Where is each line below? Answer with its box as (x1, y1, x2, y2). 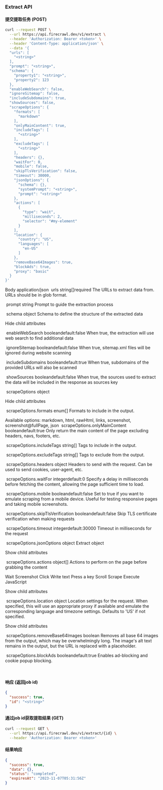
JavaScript (5, 579, 27, 585)
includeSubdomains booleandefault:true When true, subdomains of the (6, 359, 149, 366)
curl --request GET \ (5, 726, 49, 731)
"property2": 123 (14, 77, 49, 82)
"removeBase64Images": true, (14, 260, 73, 265)
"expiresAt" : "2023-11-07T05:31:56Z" (9, 776, 86, 781)
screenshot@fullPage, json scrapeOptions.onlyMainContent (5, 422, 127, 428)
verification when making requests (5, 516, 75, 522)
